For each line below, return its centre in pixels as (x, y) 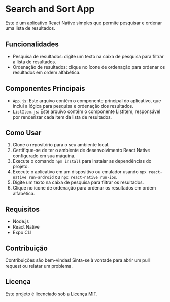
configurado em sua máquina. (44, 156)
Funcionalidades (32, 44)
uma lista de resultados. (30, 28)
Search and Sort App (50, 9)
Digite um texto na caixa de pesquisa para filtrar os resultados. (78, 182)
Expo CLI (22, 232)
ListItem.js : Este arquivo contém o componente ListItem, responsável (87, 111)
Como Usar (23, 133)
